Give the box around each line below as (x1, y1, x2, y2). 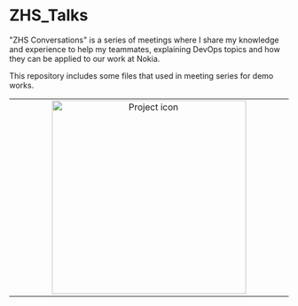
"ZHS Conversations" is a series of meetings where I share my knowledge (9, 34, 279, 45)
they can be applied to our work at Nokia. (9, 53, 161, 64)
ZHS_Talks (9, 5, 89, 26)
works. (9, 80, 35, 90)
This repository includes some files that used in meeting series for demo (9, 70, 274, 80)
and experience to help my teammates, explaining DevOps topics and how (9, 43, 281, 54)
